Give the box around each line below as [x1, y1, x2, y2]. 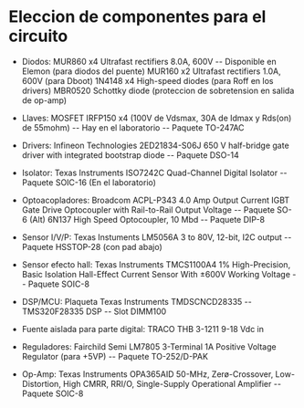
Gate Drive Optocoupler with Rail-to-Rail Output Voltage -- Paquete [21, 204, 276, 215]
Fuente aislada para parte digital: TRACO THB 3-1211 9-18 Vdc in [21, 323, 264, 334]
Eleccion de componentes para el [8, 6, 267, 27]
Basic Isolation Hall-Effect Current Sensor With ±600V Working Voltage [21, 268, 291, 279]
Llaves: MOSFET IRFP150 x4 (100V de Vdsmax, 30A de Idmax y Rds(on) [21, 112, 292, 123]
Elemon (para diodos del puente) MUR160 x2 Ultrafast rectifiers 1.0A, [21, 66, 282, 77]
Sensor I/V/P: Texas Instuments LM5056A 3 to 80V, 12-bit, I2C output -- [21, 231, 292, 243]
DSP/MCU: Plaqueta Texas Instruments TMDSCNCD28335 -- [21, 296, 252, 307]
